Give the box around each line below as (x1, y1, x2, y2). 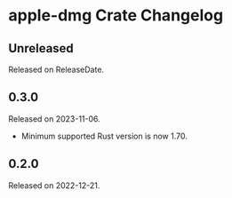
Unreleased (8, 41, 75, 56)
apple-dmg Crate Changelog (8, 5, 224, 26)
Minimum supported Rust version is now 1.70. (20, 131, 188, 141)
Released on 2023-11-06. (8, 113, 101, 124)
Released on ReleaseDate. (8, 64, 104, 75)
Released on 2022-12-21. (8, 179, 100, 191)
